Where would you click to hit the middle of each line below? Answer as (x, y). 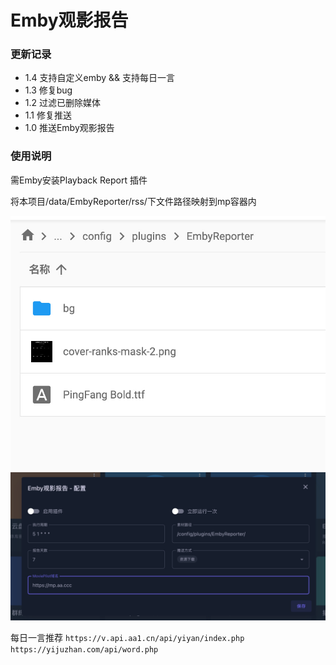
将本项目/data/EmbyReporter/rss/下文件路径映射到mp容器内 (133, 201)
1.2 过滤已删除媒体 (62, 103)
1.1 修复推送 (48, 115)
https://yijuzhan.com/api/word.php (84, 650)
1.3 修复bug (48, 90)
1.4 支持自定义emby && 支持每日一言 (100, 78)
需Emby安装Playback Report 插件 (79, 180)
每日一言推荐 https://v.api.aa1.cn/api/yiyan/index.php (127, 638)
